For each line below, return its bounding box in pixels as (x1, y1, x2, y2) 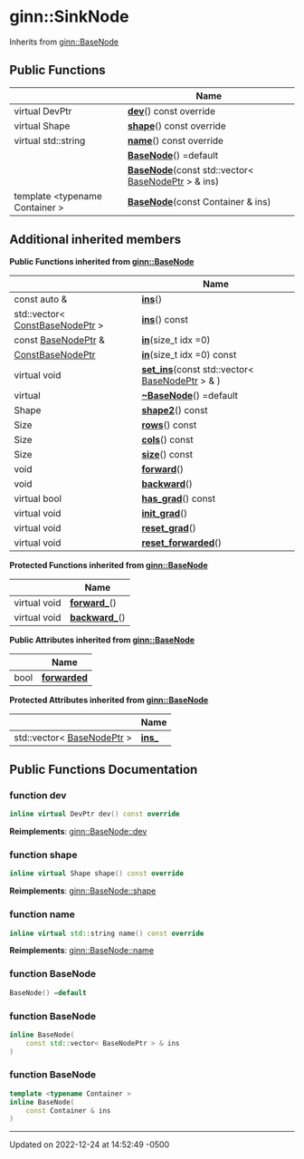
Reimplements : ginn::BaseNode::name (9, 945, 155, 956)
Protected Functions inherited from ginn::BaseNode (9, 559, 208, 570)
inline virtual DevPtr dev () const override (9, 809, 180, 819)
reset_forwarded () (141, 536, 223, 549)
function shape (9, 849, 78, 862)
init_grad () (141, 507, 188, 519)
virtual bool (14, 492, 62, 505)
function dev (9, 788, 67, 801)
